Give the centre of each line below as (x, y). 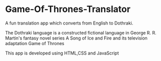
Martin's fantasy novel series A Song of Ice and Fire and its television (76, 38)
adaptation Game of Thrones (35, 43)
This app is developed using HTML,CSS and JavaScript (62, 53)
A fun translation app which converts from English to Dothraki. (69, 23)
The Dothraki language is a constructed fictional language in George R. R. (81, 32)
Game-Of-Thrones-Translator (68, 9)
